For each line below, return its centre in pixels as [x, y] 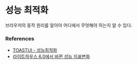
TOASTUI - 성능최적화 [35, 50]
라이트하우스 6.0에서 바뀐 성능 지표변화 [51, 56]
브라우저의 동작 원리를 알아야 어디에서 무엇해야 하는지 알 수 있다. [69, 25]
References [20, 38]
